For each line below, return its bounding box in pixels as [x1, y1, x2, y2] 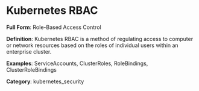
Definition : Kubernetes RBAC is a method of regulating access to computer [6, 35, 194, 42]
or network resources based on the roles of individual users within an [6, 42, 179, 49]
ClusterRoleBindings [6, 66, 57, 73]
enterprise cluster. [6, 48, 52, 55]
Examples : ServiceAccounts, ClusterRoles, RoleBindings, [6, 60, 148, 67]
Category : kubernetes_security [6, 78, 84, 85]
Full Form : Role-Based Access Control [6, 24, 101, 31]
